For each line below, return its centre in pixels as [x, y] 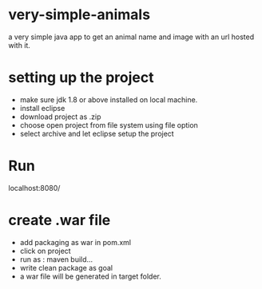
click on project [45, 251]
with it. [19, 45]
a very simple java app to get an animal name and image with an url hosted [131, 37]
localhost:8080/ [34, 188]
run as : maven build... [56, 259]
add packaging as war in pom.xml [75, 242]
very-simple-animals [79, 15]
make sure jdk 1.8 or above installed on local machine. [109, 99]
